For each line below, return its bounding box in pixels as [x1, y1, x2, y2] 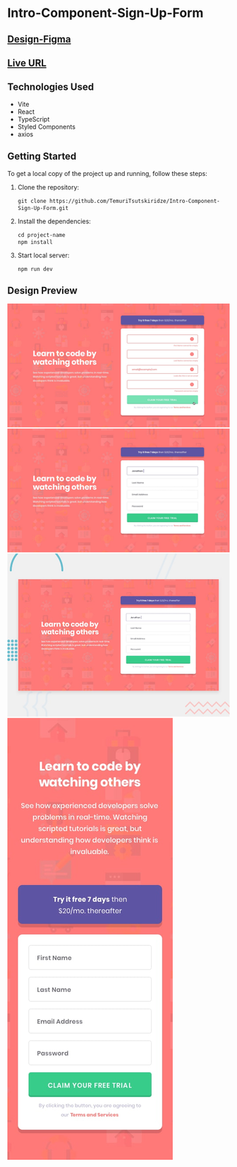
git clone [17, 197, 47, 204]
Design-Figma [7, 33, 71, 45]
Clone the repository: [17, 182, 80, 192]
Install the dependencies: [17, 217, 92, 225]
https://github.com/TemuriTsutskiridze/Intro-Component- [49, 197, 220, 204]
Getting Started [7, 151, 77, 163]
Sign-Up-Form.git [17, 204, 69, 211]
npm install [17, 238, 53, 245]
